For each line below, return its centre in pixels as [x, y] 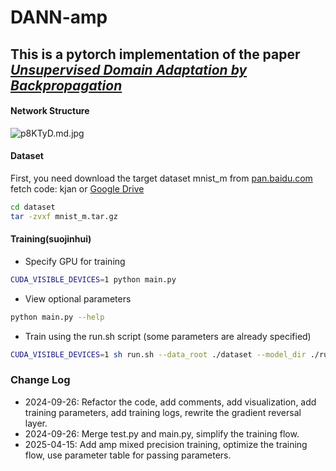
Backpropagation [66, 85]
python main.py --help [57, 317]
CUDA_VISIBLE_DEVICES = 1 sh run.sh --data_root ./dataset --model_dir [158, 354]
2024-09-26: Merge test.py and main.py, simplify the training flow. [162, 433]
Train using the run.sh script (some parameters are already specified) [168, 336]
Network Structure [50, 111]
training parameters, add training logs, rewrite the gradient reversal [163, 412]
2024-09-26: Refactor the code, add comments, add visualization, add [170, 402]
